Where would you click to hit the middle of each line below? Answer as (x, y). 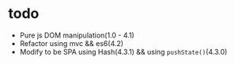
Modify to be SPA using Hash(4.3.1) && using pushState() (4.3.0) (123, 52)
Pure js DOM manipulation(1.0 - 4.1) (77, 35)
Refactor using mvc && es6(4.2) (72, 43)
